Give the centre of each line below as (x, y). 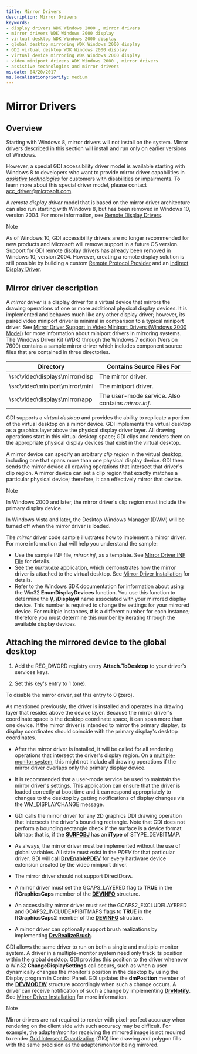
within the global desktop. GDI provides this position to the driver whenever (97, 959)
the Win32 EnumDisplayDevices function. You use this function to (95, 592)
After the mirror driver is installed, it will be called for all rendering (94, 749)
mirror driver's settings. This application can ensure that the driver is (97, 785)
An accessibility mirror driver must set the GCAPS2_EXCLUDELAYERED (101, 905)
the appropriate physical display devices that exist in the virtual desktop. (94, 442)
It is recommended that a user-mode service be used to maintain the (97, 779)
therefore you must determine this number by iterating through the (95, 617)
